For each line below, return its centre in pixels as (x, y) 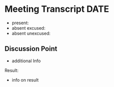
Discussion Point (31, 49)
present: (20, 23)
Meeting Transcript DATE (57, 9)
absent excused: (28, 28)
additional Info (26, 61)
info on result (25, 80)
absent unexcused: (31, 33)
